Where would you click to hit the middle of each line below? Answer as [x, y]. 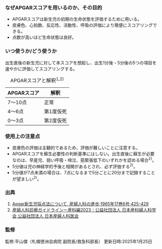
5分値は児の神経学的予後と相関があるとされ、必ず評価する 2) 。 [75, 166]
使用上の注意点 [23, 136]
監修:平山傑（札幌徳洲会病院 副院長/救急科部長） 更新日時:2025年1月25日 [79, 241]
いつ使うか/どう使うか [31, 51]
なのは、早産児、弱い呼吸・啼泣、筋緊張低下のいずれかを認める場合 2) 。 [84, 160]
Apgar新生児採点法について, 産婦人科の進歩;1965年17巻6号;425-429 [80, 204]
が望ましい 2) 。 [27, 178]
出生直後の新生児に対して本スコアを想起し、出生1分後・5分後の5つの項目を [81, 63]
